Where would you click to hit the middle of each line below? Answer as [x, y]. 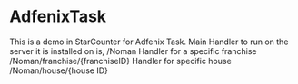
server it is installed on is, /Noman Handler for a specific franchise [133, 51]
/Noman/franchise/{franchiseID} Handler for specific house [120, 61]
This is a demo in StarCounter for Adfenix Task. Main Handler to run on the [149, 42]
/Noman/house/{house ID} [59, 70]
